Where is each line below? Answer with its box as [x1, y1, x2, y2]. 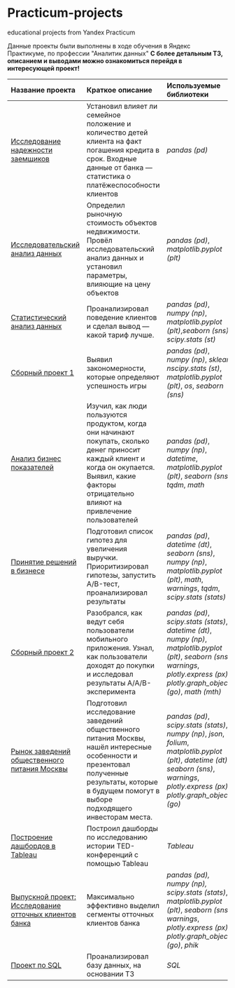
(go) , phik [166, 940, 199, 949]
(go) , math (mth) [166, 686, 222, 696]
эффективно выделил [86, 900, 159, 910]
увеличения [86, 543, 127, 553]
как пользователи [86, 651, 148, 661]
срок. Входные [86, 154, 138, 163]
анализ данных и [86, 252, 144, 262]
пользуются [86, 410, 127, 419]
